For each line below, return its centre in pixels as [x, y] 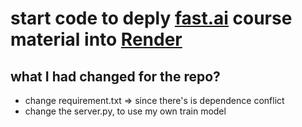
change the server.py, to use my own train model [125, 111]
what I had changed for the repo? [115, 76]
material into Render [96, 39]
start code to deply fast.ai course [151, 18]
